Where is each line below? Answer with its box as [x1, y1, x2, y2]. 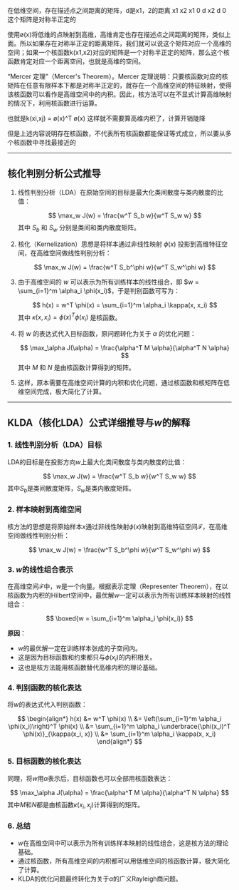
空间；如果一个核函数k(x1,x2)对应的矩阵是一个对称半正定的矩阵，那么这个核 [7, 48, 230, 56]
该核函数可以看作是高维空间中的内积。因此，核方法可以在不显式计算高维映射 [7, 90, 232, 98]
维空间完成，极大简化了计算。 [17, 387, 105, 396]
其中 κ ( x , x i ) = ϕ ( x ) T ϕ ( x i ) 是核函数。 [17, 312, 122, 323]
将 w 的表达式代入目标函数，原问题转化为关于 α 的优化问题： [17, 329, 197, 338]
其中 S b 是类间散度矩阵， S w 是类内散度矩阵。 [7, 484, 135, 494]
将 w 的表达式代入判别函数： [7, 700, 87, 709]
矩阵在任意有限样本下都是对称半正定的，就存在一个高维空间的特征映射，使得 [7, 81, 232, 89]
